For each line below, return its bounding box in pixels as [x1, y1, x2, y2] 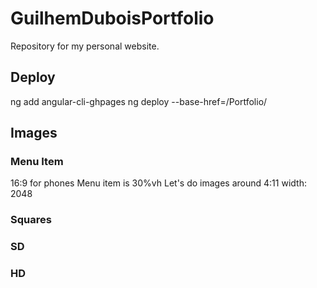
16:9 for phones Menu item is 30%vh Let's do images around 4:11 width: [10, 177, 307, 189]
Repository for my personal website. [10, 40, 160, 52]
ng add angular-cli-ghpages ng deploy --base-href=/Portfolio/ [10, 95, 268, 107]
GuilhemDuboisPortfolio [10, 7, 215, 30]
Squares [10, 213, 52, 227]
